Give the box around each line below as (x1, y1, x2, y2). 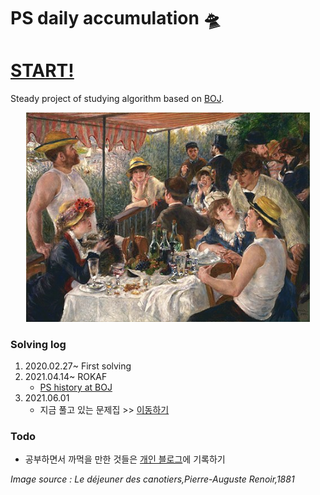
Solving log (10, 337, 67, 351)
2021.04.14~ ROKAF (24, 371, 108, 383)
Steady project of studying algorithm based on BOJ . (10, 93, 225, 105)
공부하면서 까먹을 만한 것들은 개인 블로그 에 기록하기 (24, 453, 226, 465)
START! (10, 60, 75, 82)
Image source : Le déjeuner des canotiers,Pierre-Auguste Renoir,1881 (10, 473, 295, 485)
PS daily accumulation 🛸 (10, 7, 222, 30)
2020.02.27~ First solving (24, 360, 132, 372)
